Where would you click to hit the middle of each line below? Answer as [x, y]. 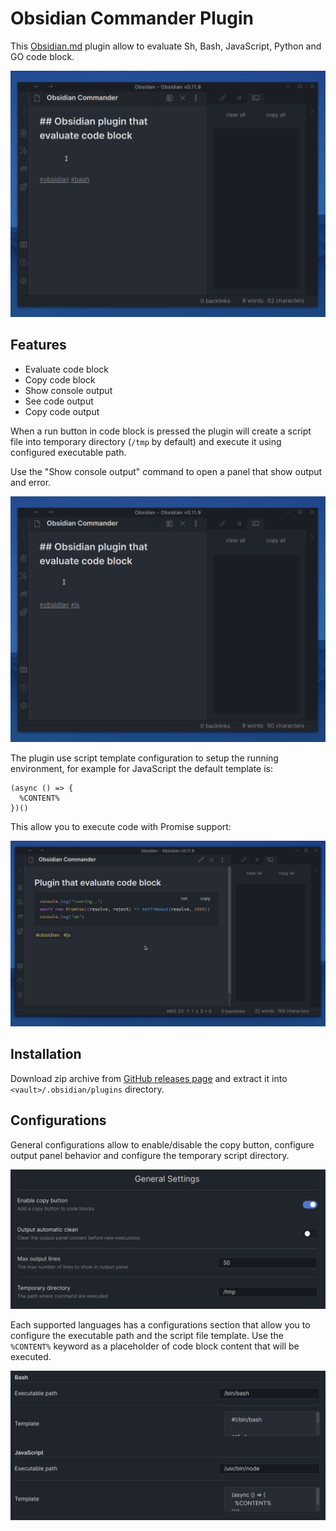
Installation [46, 1054]
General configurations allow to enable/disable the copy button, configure [162, 1144]
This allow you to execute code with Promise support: [121, 827]
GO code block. [42, 56]
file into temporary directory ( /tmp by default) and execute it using [146, 441]
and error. [31, 482]
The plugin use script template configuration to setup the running [144, 758]
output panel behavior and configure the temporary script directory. [150, 1155]
